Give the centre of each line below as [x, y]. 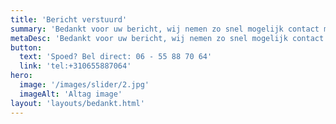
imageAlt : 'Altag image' [71, 94]
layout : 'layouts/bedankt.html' [77, 103]
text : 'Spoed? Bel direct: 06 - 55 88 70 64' [116, 57]
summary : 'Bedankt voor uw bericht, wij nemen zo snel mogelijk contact [165, 29]
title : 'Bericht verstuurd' [69, 19]
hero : [21, 76]
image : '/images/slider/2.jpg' [84, 85]
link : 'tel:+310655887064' [75, 66]
